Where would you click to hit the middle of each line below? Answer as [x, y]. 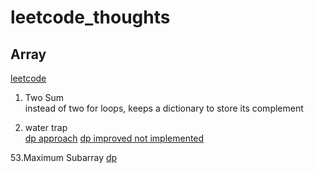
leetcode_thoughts [90, 17]
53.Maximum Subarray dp [64, 157]
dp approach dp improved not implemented [114, 138]
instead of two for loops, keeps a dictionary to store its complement [164, 108]
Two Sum [44, 97]
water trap [46, 127]
